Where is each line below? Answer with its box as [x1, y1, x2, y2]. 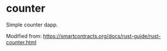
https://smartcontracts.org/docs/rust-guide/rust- [43, 32, 161, 39]
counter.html [6, 39, 37, 46]
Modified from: [6, 32, 42, 39]
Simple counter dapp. [6, 21, 59, 28]
